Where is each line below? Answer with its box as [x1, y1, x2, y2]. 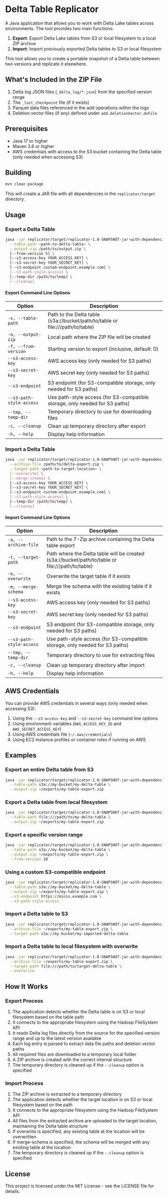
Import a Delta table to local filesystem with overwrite [5, 943, 138, 950]
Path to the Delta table [47, 311, 100, 318]
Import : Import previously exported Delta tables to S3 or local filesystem [12, 46, 162, 52]
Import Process [5, 1080, 43, 1087]
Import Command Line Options [5, 515, 70, 521]
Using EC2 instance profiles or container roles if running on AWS [12, 736, 146, 743]
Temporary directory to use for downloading [47, 408, 151, 415]
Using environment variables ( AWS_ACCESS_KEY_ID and [12, 721, 121, 727]
